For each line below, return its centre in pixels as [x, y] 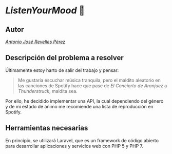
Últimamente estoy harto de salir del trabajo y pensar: [62, 70]
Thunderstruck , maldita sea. [48, 91]
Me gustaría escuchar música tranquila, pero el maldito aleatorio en [89, 80]
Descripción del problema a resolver [65, 58]
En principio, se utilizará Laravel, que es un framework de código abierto [82, 140]
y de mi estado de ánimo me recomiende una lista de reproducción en [79, 106]
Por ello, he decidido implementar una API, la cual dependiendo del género [84, 101]
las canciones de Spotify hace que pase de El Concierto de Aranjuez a [92, 85]
